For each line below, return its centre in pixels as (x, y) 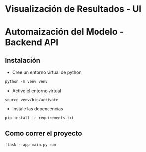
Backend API (32, 42)
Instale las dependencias (38, 109)
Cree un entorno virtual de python (47, 72)
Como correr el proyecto (44, 133)
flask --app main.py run (31, 145)
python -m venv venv (26, 82)
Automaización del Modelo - (65, 32)
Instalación (23, 60)
